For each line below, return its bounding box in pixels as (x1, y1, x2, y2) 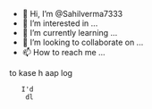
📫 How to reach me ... (21, 47, 106, 57)
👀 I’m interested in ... (21, 18, 98, 29)
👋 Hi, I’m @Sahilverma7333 (21, 9, 123, 19)
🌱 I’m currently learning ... (21, 28, 118, 38)
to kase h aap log (9, 68, 73, 78)
